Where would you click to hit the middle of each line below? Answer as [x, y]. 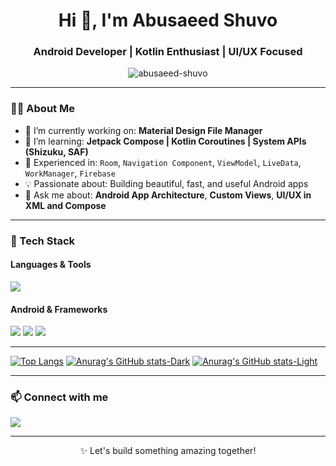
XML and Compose [65, 205]
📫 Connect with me [59, 397]
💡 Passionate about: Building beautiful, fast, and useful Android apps [166, 183]
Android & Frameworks [59, 309]
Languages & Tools [51, 265]
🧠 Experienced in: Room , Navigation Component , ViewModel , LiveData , [163, 162]
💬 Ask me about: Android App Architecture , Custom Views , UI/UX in [168, 195]
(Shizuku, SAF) [56, 151]
